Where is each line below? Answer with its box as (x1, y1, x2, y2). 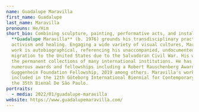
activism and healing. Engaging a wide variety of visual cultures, (11, 42, 184, 48)
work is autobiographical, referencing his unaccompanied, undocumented (11, 47, 195, 53)
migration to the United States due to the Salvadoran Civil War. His (11, 53, 190, 59)
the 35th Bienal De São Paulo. (11, 81, 89, 87)
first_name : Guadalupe (6, 14, 62, 20)
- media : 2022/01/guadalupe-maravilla (11, 91, 108, 97)
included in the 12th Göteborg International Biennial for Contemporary (11, 75, 195, 81)
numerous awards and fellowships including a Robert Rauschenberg (11, 63, 179, 70)
